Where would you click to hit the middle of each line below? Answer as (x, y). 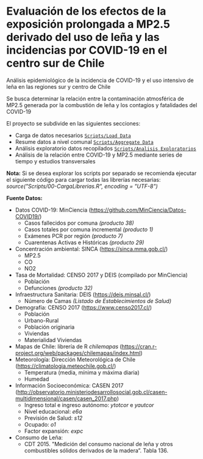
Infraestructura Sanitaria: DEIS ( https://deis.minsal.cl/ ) (83, 294)
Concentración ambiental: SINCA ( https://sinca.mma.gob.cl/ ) (91, 248)
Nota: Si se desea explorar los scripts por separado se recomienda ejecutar (101, 173)
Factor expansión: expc (54, 431)
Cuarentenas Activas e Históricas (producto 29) (84, 242)
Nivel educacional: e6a (53, 411)
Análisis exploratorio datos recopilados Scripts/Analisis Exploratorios (105, 148)
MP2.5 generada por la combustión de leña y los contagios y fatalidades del (102, 105)
